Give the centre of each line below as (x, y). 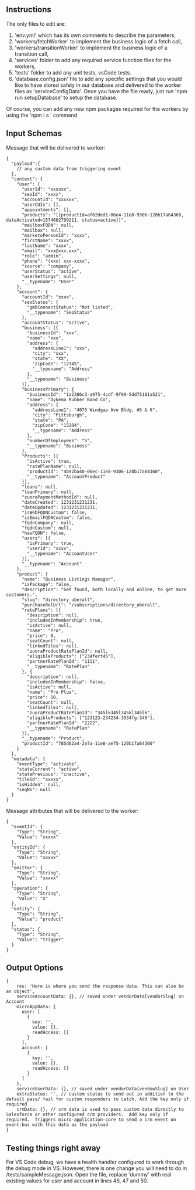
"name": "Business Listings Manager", (69, 579)
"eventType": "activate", (48, 764)
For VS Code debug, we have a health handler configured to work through (95, 1162)
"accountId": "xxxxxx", (51, 199)
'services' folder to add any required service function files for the (93, 60)
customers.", (22, 595)
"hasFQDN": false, (44, 533)
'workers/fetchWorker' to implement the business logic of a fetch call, (98, 41)
